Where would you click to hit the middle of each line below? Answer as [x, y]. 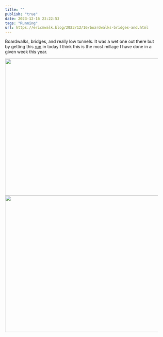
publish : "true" [21, 14]
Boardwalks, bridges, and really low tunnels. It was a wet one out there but [80, 41]
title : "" [15, 9]
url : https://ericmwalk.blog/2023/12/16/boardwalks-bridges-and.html [77, 28]
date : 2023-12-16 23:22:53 [32, 18]
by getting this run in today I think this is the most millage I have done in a [78, 47]
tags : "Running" [21, 23]
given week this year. [26, 52]
